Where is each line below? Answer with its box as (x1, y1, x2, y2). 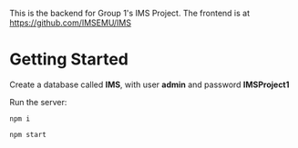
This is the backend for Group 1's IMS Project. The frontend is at (9, 8, 251, 18)
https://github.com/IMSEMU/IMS (9, 17, 132, 28)
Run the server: (9, 96, 67, 107)
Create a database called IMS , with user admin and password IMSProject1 (9, 79, 290, 90)
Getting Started (9, 49, 129, 70)
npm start (9, 130, 47, 139)
